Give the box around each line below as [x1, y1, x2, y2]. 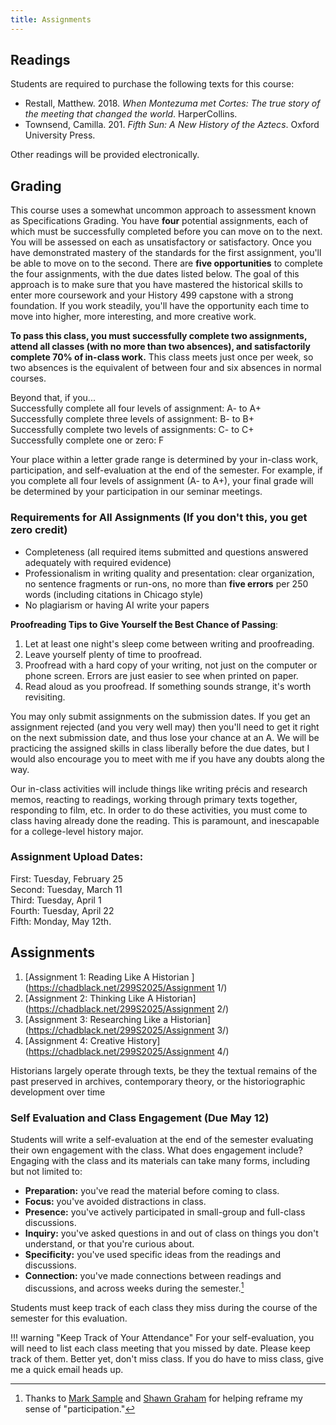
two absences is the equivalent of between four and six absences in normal [10, 362, 322, 374]
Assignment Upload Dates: [10, 850, 144, 864]
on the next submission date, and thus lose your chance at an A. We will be [10, 731, 320, 743]
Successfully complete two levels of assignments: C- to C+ [10, 424, 255, 436]
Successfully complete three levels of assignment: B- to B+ [10, 413, 255, 425]
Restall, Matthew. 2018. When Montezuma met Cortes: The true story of [24, 97, 321, 110]
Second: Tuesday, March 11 [10, 883, 123, 895]
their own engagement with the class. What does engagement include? [10, 1144, 303, 1156]
